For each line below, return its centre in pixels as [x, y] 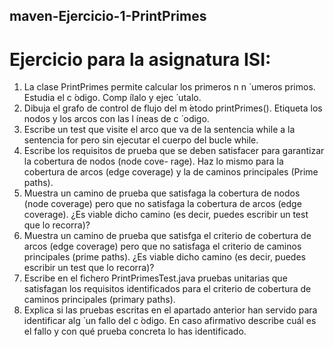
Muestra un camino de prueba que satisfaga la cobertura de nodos [162, 193]
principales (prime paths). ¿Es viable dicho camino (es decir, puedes [164, 257]
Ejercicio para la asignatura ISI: [140, 59]
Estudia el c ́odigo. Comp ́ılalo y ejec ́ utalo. [112, 98]
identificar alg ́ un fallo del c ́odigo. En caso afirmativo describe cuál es [170, 321]
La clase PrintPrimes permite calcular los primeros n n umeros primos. [169, 87]
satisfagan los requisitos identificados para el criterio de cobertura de [167, 289]
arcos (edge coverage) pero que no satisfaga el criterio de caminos [162, 246]
